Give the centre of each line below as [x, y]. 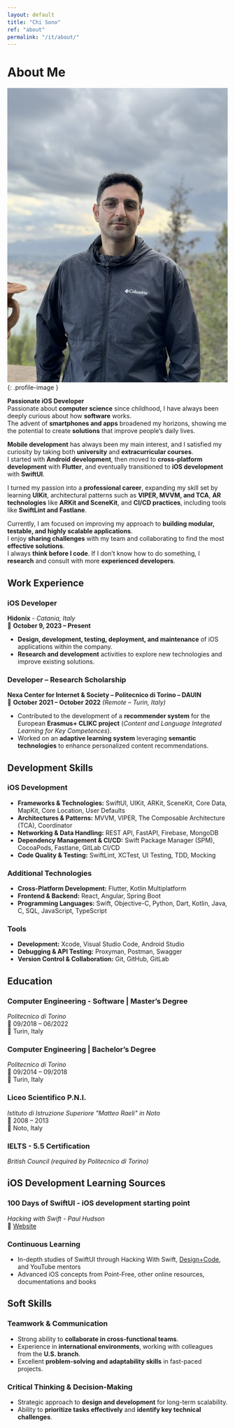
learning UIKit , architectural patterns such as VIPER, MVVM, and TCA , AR [114, 495]
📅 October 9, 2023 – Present [49, 625]
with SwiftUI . [26, 474]
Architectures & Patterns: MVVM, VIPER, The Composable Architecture [121, 818]
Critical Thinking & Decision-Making [70, 1387]
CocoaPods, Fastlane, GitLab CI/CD [69, 847]
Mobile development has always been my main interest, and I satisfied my [115, 444]
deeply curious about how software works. [69, 416]
